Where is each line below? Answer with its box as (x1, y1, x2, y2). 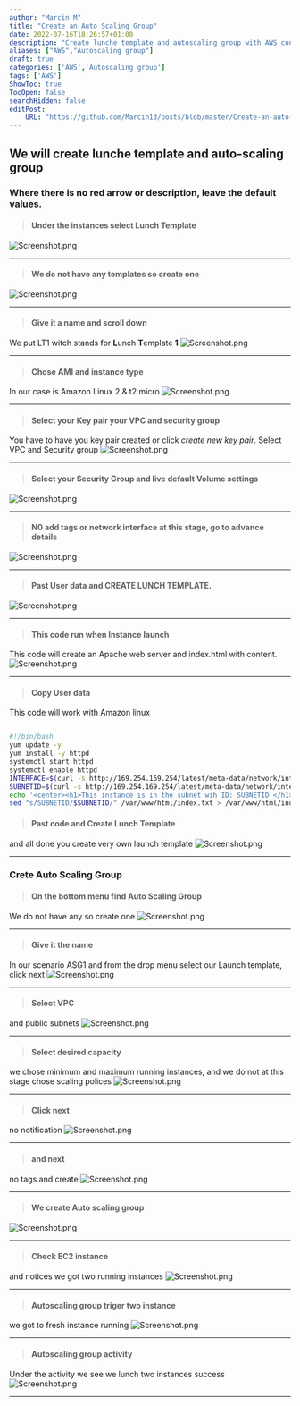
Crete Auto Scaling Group (9, 868, 123, 881)
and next (30, 1154, 65, 1165)
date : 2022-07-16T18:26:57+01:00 (9, 30, 134, 38)
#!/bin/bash (9, 733, 54, 741)
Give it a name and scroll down (30, 318, 147, 328)
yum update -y (9, 741, 62, 750)
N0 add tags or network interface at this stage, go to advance (30, 522, 265, 533)
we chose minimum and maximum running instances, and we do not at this (9, 1066, 284, 1078)
